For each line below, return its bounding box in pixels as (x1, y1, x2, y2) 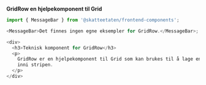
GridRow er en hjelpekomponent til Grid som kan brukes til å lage (17, 56, 193, 62)
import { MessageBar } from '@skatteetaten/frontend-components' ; (6, 17, 180, 23)
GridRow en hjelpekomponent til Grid (6, 6, 102, 12)
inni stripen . (17, 62, 53, 68)
